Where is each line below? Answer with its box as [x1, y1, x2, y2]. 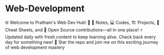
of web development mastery [5, 44, 65, 50]
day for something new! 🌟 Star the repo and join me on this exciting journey [5, 39, 159, 45]
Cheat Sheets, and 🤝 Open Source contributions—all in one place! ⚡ [5, 27, 143, 32]
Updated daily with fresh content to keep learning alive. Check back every [5, 34, 156, 40]
